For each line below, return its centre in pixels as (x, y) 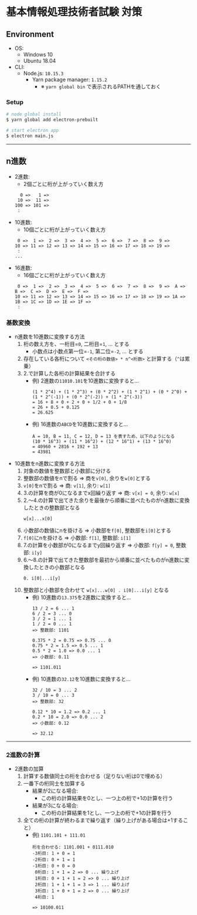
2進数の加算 (29, 769)
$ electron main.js (30, 136)
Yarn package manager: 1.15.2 (69, 79)
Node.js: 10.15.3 (43, 73)
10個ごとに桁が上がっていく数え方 (64, 229)
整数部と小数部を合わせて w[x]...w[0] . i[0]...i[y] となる (96, 590)
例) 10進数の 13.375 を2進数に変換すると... (81, 597)
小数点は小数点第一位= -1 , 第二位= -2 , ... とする (88, 351)
